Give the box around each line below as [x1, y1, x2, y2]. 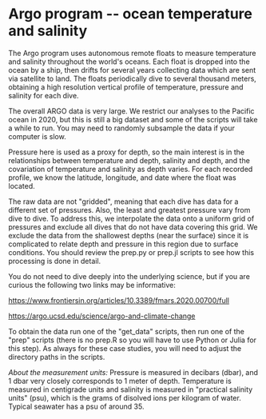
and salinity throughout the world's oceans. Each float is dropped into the [8, 57, 250, 66]
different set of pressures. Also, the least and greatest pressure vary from [8, 205, 251, 214]
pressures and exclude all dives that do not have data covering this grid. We [8, 221, 258, 232]
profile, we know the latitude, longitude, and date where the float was [8, 173, 237, 182]
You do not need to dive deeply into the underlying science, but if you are [8, 271, 250, 281]
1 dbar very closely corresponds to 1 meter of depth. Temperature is [8, 376, 232, 385]
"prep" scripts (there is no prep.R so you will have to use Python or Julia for [8, 335, 257, 345]
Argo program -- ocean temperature [8, 5, 253, 23]
